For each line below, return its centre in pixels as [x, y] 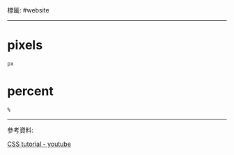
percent [30, 91]
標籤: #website [29, 10]
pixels [25, 46]
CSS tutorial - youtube [39, 144]
